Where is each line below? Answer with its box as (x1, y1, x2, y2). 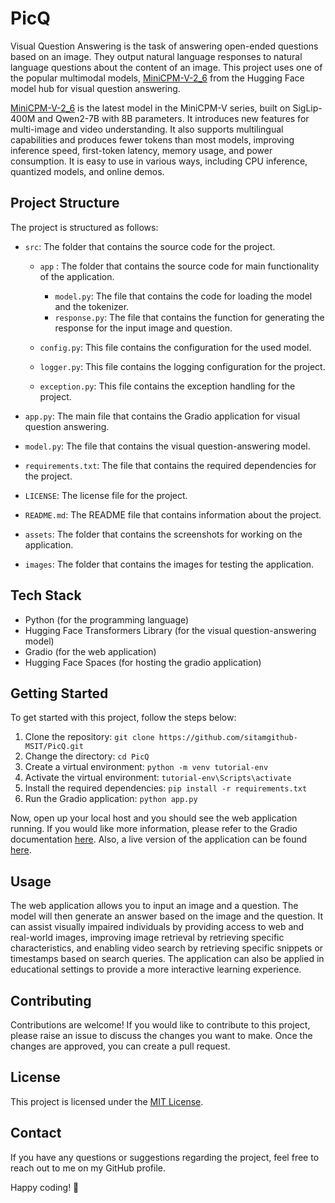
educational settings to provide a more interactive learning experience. (10, 963, 302, 976)
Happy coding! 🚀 (10, 1181, 80, 1193)
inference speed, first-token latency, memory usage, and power (10, 144, 273, 156)
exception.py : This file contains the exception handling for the (39, 380, 296, 392)
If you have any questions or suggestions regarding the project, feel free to (10, 1151, 320, 1163)
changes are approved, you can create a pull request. (10, 1040, 231, 1052)
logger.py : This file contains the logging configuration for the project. (39, 360, 326, 372)
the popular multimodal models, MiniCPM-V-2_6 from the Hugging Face (10, 72, 305, 84)
